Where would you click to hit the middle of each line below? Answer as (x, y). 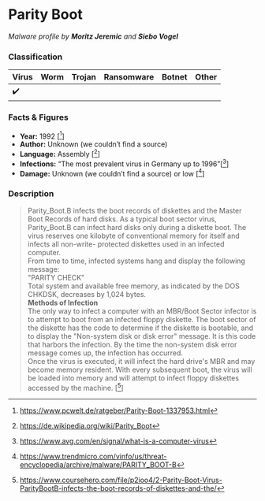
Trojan (84, 77)
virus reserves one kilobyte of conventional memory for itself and (133, 236)
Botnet (174, 77)
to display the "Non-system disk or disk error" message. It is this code (142, 336)
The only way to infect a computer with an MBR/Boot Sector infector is (142, 311)
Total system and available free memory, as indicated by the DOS (134, 286)
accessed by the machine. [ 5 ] (75, 388)
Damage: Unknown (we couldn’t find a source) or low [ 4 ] (112, 173)
